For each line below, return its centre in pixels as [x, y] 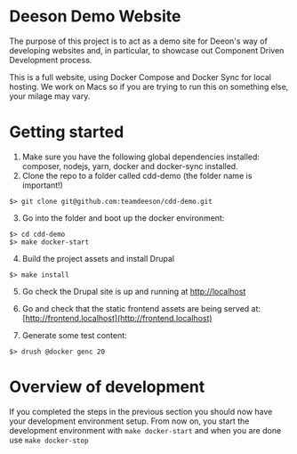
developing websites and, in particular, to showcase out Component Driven [147, 50]
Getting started [67, 132]
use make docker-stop [49, 440]
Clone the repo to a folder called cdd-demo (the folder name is [137, 175]
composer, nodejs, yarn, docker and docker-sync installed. [130, 166]
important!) [43, 185]
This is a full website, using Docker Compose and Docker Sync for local [140, 77]
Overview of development [107, 387]
